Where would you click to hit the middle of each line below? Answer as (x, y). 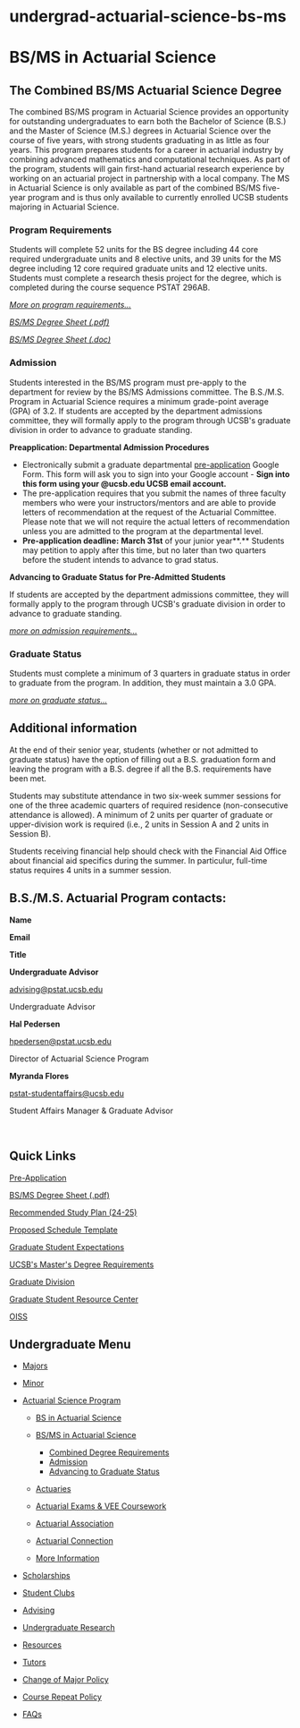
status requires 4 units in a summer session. (91, 870)
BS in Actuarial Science (79, 1418)
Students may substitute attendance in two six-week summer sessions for (145, 796)
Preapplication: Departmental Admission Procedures (109, 447)
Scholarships (46, 1576)
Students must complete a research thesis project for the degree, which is (146, 278)
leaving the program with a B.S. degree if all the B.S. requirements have (141, 769)
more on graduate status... (58, 701)
